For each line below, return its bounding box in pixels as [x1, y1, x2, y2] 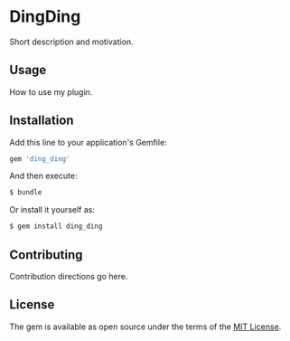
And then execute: [9, 170, 78, 182]
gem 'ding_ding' [9, 154, 70, 164]
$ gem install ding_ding [9, 222, 103, 232]
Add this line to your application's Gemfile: [9, 137, 167, 147]
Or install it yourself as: [9, 204, 95, 215]
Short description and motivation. [9, 36, 134, 47]
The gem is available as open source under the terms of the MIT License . [9, 321, 282, 332]
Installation [9, 113, 74, 128]
